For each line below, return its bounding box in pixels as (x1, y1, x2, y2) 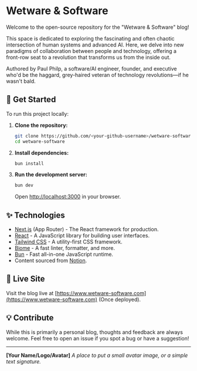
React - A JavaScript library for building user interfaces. (14, 232, 150, 239)
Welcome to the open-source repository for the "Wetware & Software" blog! (6, 24, 189, 31)
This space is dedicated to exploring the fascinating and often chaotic (6, 35, 175, 42)
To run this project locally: (6, 110, 69, 117)
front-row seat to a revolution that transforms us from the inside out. (6, 54, 171, 61)
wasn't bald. (6, 78, 36, 85)
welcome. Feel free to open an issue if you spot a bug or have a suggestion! (6, 335, 189, 342)
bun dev (14, 182, 33, 189)
